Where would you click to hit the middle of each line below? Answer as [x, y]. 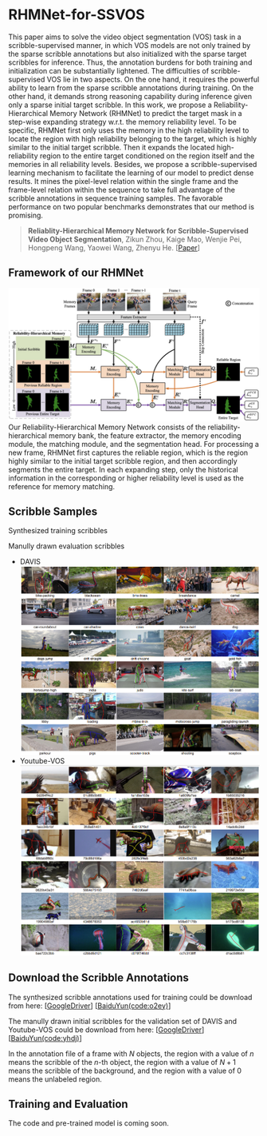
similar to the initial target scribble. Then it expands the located [112, 147]
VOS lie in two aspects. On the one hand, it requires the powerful [153, 79]
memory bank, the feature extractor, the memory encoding [145, 435]
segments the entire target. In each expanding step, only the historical [123, 469]
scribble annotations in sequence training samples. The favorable [116, 198]
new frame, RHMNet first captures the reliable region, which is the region [128, 452]
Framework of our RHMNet [76, 273]
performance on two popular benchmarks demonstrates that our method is [132, 206]
